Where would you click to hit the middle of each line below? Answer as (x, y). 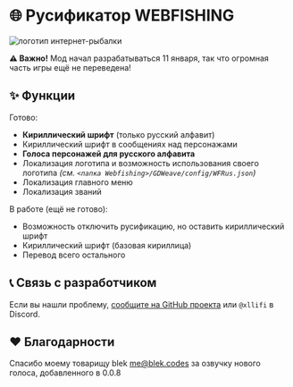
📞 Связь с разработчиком (83, 283)
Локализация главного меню (78, 182)
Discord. (25, 314)
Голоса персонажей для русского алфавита (109, 154)
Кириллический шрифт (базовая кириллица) (107, 245)
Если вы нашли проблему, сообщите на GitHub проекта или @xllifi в (142, 304)
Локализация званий (62, 191)
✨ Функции (42, 96)
